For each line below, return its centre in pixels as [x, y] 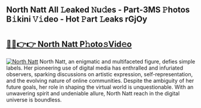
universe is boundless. [34, 100]
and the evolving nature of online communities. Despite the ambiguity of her [100, 81]
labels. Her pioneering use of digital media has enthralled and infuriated [95, 68]
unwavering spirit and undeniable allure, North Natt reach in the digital [93, 93]
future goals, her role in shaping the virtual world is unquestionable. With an [100, 87]
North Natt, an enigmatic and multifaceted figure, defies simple [117, 61]
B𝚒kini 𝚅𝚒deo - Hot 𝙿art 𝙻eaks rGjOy [77, 19]
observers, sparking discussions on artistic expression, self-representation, [100, 74]
